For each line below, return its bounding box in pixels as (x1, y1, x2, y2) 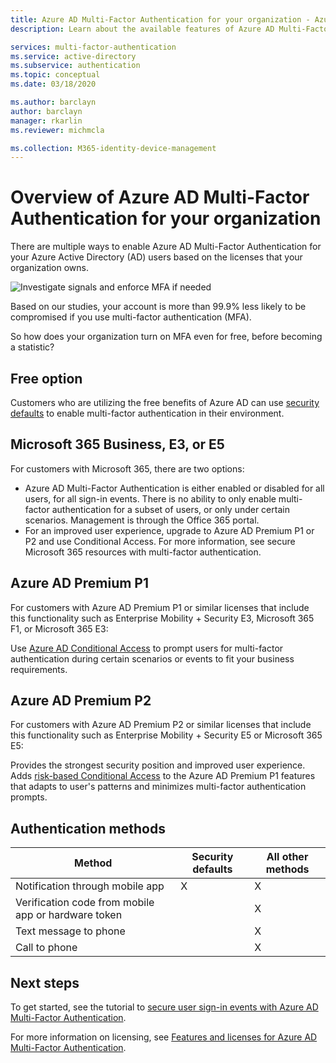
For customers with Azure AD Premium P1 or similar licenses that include (10, 601, 310, 613)
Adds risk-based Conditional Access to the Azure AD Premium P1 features (10, 770, 316, 782)
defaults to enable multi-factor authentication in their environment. (10, 407, 285, 419)
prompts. (10, 791, 48, 803)
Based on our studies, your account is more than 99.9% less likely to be (10, 301, 307, 313)
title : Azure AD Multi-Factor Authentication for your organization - (10, 14, 311, 25)
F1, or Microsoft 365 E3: (10, 622, 109, 635)
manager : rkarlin (10, 116, 83, 126)
